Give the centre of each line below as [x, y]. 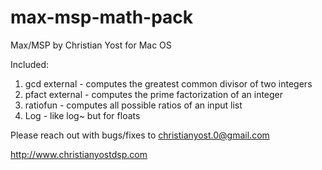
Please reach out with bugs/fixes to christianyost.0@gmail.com [140, 135]
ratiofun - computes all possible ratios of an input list [133, 105]
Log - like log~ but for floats [82, 115]
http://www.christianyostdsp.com [79, 154]
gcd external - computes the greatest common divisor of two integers [168, 83]
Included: [30, 64]
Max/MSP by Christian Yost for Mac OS [91, 45]
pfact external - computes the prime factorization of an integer [154, 94]
